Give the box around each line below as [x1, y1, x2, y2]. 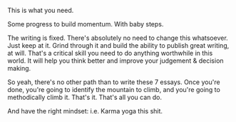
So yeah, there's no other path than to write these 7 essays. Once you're [7, 78, 220, 86]
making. [7, 64, 31, 72]
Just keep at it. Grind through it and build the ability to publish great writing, [7, 41, 230, 49]
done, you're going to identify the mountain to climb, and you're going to [7, 86, 221, 93]
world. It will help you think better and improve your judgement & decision [7, 56, 224, 65]
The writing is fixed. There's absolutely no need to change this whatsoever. [7, 34, 228, 42]
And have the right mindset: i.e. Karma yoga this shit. [7, 107, 163, 115]
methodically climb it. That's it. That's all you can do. [7, 93, 163, 101]
